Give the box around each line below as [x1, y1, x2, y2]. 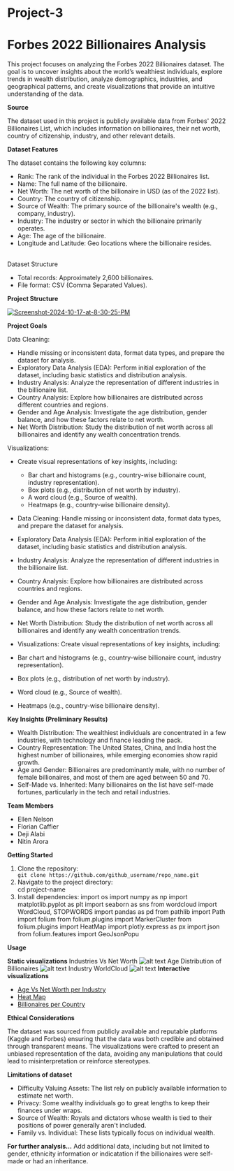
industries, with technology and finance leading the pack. [17, 736, 183, 745]
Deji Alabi [17, 830, 45, 838]
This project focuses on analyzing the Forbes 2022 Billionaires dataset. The [7, 60, 225, 68]
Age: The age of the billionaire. [17, 232, 106, 240]
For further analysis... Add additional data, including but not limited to [7, 1142, 210, 1151]
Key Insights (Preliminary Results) [7, 715, 108, 724]
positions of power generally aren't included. [17, 1121, 147, 1130]
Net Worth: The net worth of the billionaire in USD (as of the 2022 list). [17, 187, 220, 196]
